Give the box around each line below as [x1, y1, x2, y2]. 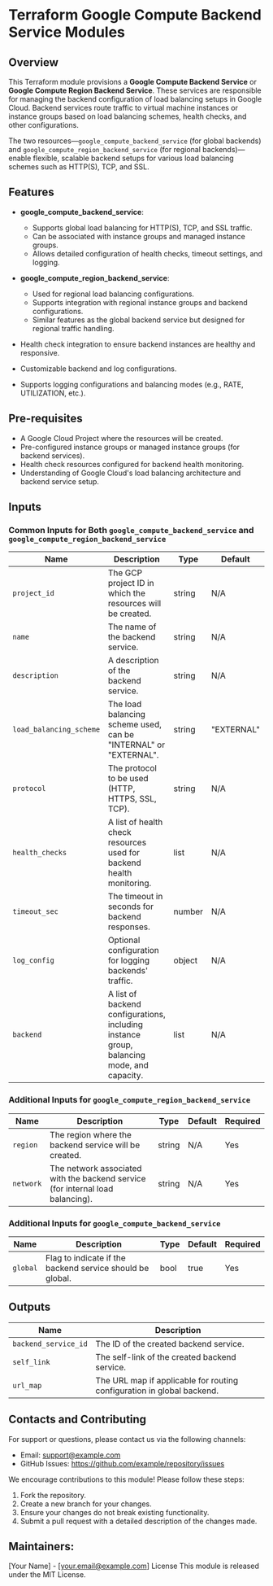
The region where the [50, 1129, 132, 1140]
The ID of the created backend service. [95, 1338, 245, 1349]
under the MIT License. [8, 1570, 87, 1579]
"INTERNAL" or [107, 739, 165, 750]
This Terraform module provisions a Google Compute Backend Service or [8, 77, 258, 86]
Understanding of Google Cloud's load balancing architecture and [19, 468, 241, 478]
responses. [107, 921, 150, 933]
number [173, 906, 204, 917]
